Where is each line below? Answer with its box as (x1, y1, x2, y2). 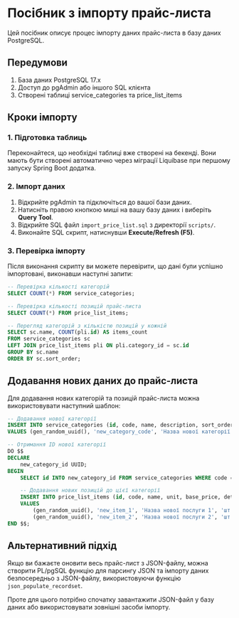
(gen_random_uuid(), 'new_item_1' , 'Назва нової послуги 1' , (33, 507, 218, 514)
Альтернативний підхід (7, 540, 117, 552)
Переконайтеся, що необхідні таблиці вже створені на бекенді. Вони (7, 149, 216, 157)
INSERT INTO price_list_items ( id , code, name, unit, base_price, (20, 494, 221, 501)
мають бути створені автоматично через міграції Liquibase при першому (7, 156, 231, 165)
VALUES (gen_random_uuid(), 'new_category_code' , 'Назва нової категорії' (7, 428, 234, 435)
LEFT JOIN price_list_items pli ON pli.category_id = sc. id (7, 342, 190, 349)
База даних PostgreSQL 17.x (17, 75, 101, 84)
